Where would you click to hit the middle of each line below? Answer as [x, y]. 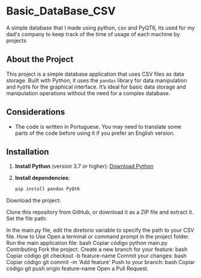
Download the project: [34, 200]
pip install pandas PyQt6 [47, 189]
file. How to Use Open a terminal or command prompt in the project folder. [98, 236]
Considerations [36, 112]
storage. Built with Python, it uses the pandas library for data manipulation [97, 80]
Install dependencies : [42, 178]
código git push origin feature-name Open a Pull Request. [77, 268]
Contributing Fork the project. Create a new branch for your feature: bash [97, 249]
